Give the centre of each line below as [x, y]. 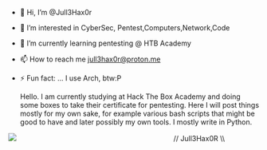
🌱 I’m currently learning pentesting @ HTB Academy [105, 43]
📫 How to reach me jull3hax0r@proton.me [90, 59]
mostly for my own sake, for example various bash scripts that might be [137, 113]
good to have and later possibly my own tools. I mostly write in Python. [136, 122]
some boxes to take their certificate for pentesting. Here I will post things [139, 105]
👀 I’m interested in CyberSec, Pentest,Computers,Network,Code [125, 28]
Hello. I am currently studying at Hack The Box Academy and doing [130, 97]
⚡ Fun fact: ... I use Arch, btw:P [71, 78]
